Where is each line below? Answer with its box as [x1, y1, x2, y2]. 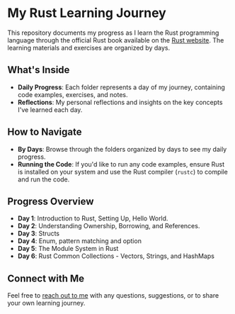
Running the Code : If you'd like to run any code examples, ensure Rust [17, 159, 225, 168]
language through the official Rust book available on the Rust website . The [7, 35, 224, 44]
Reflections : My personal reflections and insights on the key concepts [17, 98, 223, 106]
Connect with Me [7, 272, 85, 284]
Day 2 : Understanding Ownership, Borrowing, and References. [17, 222, 200, 230]
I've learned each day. [17, 105, 83, 114]
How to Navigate [7, 126, 83, 138]
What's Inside [7, 64, 70, 76]
